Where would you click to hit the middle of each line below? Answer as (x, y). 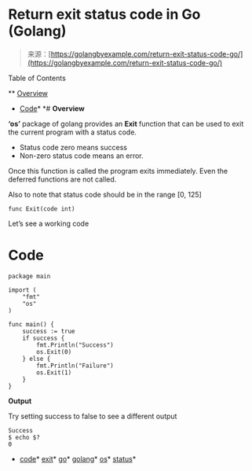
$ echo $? (24, 437)
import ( (22, 290)
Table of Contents (37, 78)
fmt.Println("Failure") (75, 366)
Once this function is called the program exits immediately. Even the (118, 171)
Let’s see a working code (49, 223)
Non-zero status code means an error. (81, 156)
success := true (49, 331)
